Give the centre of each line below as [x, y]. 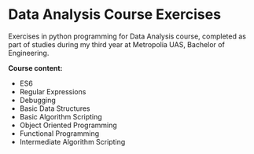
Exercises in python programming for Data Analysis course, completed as [127, 36]
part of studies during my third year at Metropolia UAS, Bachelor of [117, 44]
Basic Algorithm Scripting [61, 116]
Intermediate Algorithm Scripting [72, 141]
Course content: [35, 68]
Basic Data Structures [55, 108]
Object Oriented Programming [68, 125]
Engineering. [29, 53]
